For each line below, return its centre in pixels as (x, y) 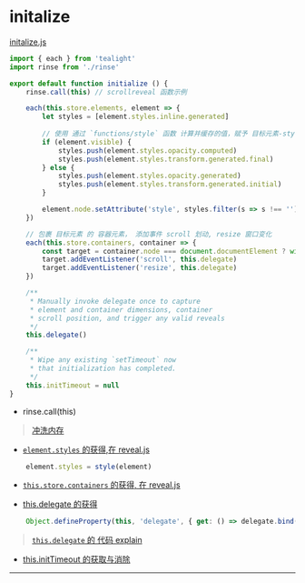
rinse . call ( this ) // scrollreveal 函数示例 (107, 92)
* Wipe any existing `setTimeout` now (103, 360)
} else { (59, 167)
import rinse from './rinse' (64, 67)
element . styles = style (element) (89, 467)
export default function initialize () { (89, 84)
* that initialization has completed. (103, 369)
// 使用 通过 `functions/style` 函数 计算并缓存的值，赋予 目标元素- (162, 134)
